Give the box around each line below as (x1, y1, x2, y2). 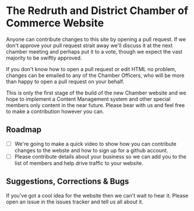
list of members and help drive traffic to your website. (14, 159, 144, 167)
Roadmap (6, 125, 42, 135)
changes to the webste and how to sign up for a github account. (14, 147, 168, 154)
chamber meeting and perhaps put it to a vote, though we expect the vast (6, 48, 182, 55)
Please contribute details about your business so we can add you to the (14, 153, 186, 160)
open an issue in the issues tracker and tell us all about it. (6, 198, 144, 205)
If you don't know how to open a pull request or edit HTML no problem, (6, 65, 177, 72)
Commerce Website (6, 16, 104, 30)
